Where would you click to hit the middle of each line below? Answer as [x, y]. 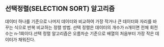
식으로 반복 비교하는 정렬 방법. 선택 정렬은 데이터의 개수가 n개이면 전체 [81, 27]
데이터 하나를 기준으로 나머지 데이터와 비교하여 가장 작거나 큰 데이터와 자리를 [79, 21]
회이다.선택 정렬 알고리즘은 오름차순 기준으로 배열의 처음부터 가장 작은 [87, 33]
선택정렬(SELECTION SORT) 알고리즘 [60, 9]
